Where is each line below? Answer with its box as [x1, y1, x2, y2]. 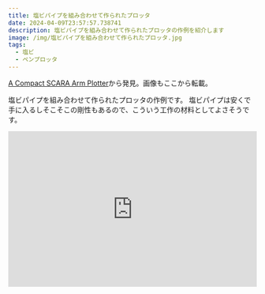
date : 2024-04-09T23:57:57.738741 [8, 19, 122, 27]
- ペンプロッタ [15, 56, 58, 64]
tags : [8, 41, 26, 49]
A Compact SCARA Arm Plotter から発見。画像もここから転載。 [8, 78, 213, 88]
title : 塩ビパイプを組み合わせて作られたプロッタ [8, 11, 151, 20]
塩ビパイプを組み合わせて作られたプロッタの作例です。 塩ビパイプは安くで [8, 95, 252, 104]
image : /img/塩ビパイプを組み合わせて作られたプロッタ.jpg [8, 33, 183, 42]
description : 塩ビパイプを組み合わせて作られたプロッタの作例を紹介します [8, 26, 225, 34]
